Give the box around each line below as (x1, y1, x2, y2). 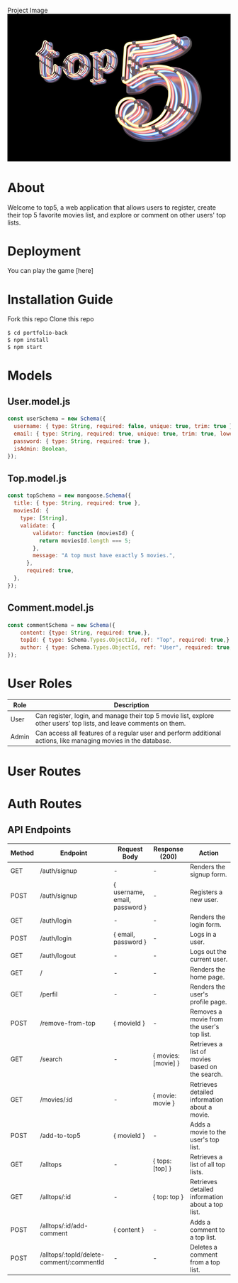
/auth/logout (40, 951, 76, 960)
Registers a (190, 888, 223, 896)
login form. (190, 920, 222, 928)
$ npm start (7, 344, 42, 351)
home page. (190, 972, 225, 981)
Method (10, 849, 34, 857)
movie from (190, 1015, 223, 1024)
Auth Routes (7, 795, 82, 812)
